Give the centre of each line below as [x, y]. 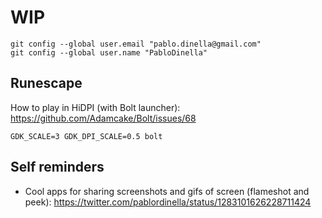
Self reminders [57, 167]
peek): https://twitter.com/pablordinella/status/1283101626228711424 [168, 202]
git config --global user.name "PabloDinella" [109, 52]
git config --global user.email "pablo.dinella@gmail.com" [136, 44]
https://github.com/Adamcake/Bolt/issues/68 [103, 118]
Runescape [46, 83]
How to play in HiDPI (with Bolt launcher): [95, 107]
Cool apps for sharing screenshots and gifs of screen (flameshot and [167, 191]
